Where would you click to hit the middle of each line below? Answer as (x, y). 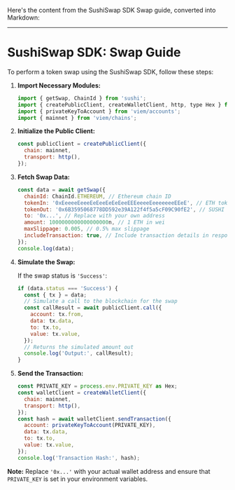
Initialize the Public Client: (56, 131)
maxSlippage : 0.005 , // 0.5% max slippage (87, 229)
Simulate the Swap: (46, 261)
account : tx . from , (57, 315)
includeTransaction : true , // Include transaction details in (116, 236)
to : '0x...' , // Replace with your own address (95, 216)
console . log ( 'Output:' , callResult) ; (79, 353)
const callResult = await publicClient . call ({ (93, 308)
